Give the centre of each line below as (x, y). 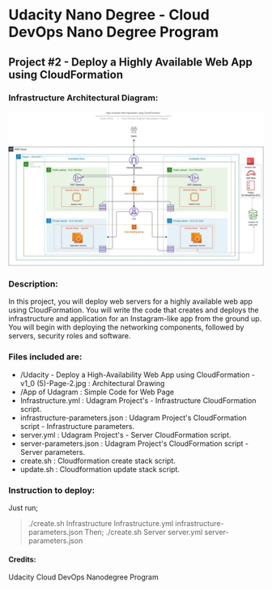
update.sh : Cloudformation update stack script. (100, 469)
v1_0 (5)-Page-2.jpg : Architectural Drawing (92, 383)
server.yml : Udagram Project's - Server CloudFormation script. (125, 435)
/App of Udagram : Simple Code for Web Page (97, 392)
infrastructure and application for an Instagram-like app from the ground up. (135, 319)
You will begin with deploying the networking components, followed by (126, 327)
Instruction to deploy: (52, 490)
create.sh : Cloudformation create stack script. (98, 461)
